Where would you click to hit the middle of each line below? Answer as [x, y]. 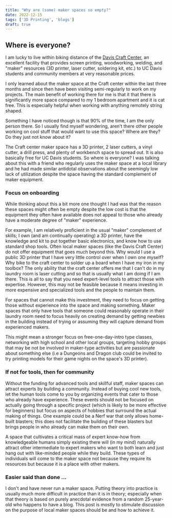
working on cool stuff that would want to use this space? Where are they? [83, 132]
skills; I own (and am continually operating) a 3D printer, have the [74, 235]
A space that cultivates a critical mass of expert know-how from [73, 437]
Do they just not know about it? [38, 137]
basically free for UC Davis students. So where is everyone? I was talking [82, 158]
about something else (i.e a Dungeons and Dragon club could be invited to [84, 353]
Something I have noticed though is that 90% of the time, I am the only [80, 121]
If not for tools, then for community [50, 372]
